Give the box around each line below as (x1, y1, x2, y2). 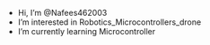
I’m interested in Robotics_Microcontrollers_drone (17, 17, 202, 27)
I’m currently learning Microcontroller (17, 26, 156, 36)
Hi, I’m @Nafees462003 (17, 8, 108, 18)
